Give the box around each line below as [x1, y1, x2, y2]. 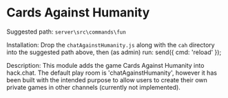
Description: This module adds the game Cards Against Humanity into [6, 61, 205, 69]
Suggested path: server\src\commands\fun [6, 27, 127, 36]
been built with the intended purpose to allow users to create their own [6, 75, 208, 84]
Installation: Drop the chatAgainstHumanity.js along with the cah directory [6, 40, 215, 49]
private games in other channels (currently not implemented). [6, 83, 180, 91]
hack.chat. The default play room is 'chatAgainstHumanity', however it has [6, 69, 218, 77]
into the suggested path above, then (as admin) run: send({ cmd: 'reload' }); [6, 48, 222, 56]
